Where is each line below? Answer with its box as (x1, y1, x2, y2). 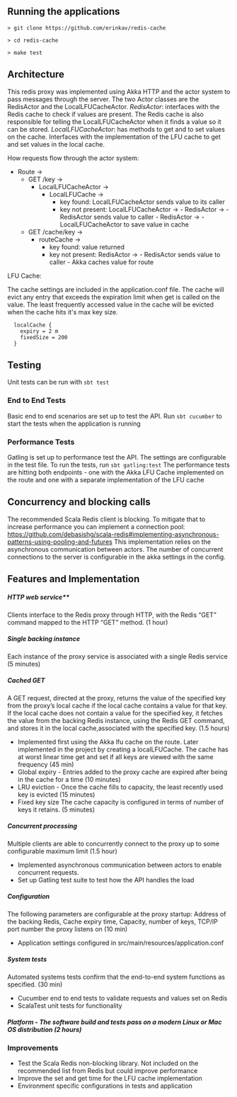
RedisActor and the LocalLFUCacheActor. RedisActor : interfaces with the (7, 102, 220, 110)
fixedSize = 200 (20, 334, 69, 341)
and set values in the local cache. (7, 140, 105, 148)
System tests (7, 955, 47, 963)
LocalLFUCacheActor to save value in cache (59, 220, 190, 229)
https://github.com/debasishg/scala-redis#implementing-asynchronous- (7, 530, 219, 538)
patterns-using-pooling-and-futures (7, 538, 113, 546)
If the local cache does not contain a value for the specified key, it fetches (7, 709, 223, 717)
